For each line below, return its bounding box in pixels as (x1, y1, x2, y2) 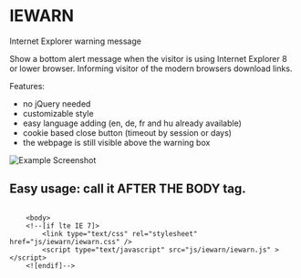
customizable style (22, 108, 94, 118)
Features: (9, 80, 46, 91)
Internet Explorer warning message (9, 36, 141, 46)
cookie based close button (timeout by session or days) (22, 127, 233, 138)
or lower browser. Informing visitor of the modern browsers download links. (9, 63, 293, 74)
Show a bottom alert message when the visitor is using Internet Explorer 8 (9, 53, 287, 64)
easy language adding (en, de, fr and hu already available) (22, 118, 242, 129)
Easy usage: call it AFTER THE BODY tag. (9, 181, 246, 197)
